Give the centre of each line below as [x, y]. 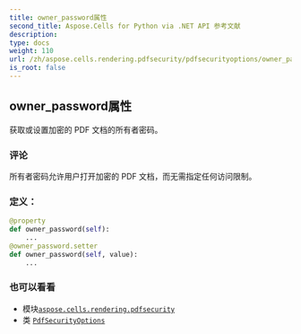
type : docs [30, 43]
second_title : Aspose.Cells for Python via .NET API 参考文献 [125, 26]
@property [28, 221]
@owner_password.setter [54, 246]
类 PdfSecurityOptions [64, 320]
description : [34, 34]
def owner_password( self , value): [74, 254]
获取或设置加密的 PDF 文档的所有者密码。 [86, 129]
